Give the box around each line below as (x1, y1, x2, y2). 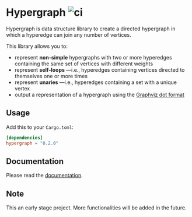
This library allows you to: (6, 43, 68, 50)
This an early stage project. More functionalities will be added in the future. (6, 204, 187, 211)
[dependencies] (6, 135, 43, 141)
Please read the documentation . (6, 172, 83, 179)
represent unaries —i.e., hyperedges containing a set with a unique (14, 79, 177, 86)
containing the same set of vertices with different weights (14, 60, 153, 67)
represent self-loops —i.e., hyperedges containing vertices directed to (14, 66, 185, 73)
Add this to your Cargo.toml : (6, 123, 74, 131)
